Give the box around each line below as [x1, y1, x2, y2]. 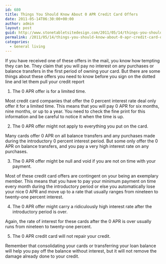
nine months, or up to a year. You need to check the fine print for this [5, 108, 146, 114]
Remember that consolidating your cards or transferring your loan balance [5, 243, 157, 249]
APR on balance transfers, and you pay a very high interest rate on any [5, 143, 149, 149]
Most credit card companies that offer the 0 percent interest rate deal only [5, 97, 157, 104]
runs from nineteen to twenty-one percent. [5, 223, 92, 229]
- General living [9, 44, 45, 49]
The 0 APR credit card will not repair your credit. [12, 233, 111, 239]
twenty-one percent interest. [5, 194, 63, 200]
